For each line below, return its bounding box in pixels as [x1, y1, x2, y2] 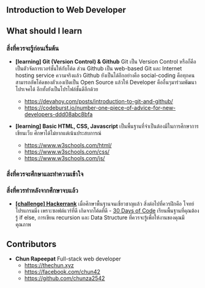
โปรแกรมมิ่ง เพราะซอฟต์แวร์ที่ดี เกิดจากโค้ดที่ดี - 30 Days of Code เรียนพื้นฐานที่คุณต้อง [15, 207, 199, 215]
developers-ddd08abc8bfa [24, 111, 93, 118]
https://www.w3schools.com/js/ [24, 155, 105, 162]
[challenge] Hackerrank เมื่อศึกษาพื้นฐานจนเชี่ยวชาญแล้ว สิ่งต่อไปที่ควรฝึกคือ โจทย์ [15, 200, 195, 207]
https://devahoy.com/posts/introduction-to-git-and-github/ [24, 98, 173, 105]
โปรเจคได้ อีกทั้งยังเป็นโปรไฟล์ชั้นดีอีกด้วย [15, 86, 99, 93]
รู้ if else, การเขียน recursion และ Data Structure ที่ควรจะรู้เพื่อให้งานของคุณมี [15, 214, 185, 221]
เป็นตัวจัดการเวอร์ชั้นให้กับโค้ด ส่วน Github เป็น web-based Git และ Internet [15, 65, 182, 72]
